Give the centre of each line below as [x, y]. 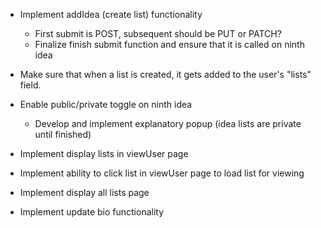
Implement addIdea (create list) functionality [111, 14]
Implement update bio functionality [92, 212]
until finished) [63, 134]
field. [30, 85]
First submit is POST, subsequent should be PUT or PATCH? [158, 33]
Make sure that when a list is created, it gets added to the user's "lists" [165, 74]
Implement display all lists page [84, 192]
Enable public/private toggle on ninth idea [106, 104]
